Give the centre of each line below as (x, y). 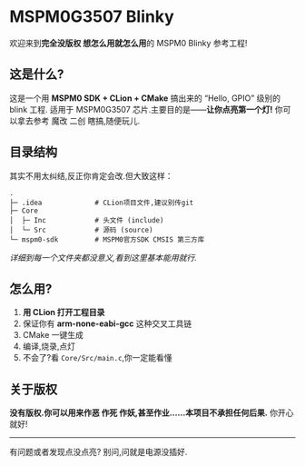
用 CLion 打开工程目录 (64, 312)
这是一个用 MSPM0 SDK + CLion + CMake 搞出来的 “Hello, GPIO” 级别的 (145, 98)
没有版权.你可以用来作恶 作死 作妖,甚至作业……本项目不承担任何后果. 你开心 (152, 413)
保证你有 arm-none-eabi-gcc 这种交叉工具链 (107, 323)
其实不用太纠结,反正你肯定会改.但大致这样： (92, 175)
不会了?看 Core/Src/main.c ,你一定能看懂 (97, 358)
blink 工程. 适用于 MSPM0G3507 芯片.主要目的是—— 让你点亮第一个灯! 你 (146, 109)
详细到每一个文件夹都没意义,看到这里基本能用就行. (103, 257)
